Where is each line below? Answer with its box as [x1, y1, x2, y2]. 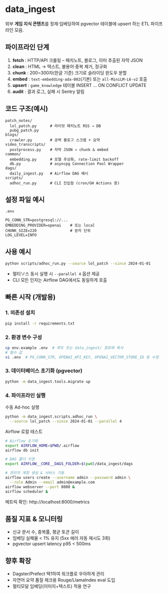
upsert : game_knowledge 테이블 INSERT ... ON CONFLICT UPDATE [12, 82, 146, 88]
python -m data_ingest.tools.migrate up [5, 379, 91, 384]
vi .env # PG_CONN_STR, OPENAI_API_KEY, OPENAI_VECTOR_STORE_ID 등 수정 [5, 354, 159, 359]
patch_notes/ [5, 118, 32, 123]
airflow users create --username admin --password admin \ [5, 475, 131, 480]
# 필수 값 [5, 350, 22, 355]
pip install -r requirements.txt [5, 321, 75, 326]
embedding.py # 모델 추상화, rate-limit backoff [9, 156, 119, 162]
